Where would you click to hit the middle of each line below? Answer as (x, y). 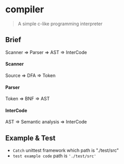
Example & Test (30, 138)
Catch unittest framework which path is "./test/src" (66, 151)
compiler (25, 10)
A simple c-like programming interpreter (60, 24)
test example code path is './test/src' (54, 156)
